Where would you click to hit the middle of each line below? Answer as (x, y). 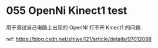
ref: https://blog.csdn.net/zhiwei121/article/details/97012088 (79, 39)
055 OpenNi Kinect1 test (67, 11)
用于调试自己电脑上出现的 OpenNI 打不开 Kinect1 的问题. (74, 27)
